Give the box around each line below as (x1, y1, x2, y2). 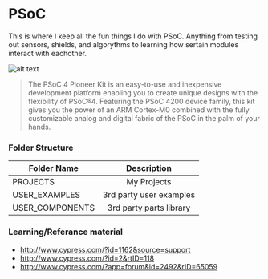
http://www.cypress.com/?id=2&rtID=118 (19, 253, 155, 263)
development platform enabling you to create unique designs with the (27, 87, 258, 97)
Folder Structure (8, 142, 74, 153)
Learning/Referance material (8, 226, 123, 237)
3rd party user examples (102, 189, 195, 200)
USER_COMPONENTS (12, 202, 95, 213)
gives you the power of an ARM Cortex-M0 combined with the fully (27, 105, 250, 115)
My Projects (126, 176, 172, 188)
